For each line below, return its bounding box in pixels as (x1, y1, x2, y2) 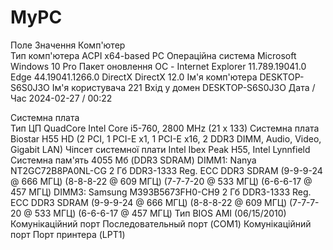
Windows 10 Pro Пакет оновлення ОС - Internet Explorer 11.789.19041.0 (10, 60, 307, 72)
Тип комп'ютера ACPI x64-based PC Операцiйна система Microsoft (10, 49, 297, 61)
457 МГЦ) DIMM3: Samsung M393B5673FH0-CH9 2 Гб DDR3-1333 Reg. (10, 186, 312, 198)
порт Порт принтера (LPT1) (10, 228, 126, 240)
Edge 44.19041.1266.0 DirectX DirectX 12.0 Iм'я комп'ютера (10, 71, 258, 83)
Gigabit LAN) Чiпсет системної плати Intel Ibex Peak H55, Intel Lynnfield (10, 143, 311, 155)
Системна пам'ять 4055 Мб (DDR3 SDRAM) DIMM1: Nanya (10, 154, 257, 166)
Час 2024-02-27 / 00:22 (10, 92, 113, 104)
